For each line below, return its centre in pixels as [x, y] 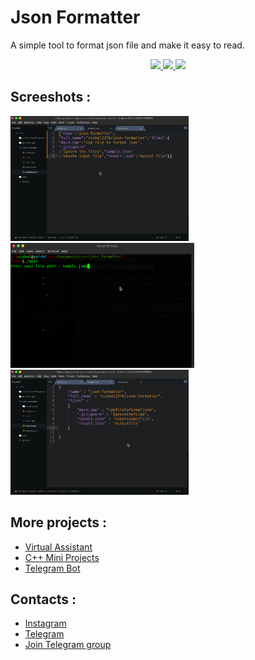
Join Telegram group [68, 645]
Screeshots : [51, 97]
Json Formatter [75, 17]
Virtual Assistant [58, 547]
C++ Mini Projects [62, 557]
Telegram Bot [52, 568]
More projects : [58, 522]
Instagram [45, 623]
